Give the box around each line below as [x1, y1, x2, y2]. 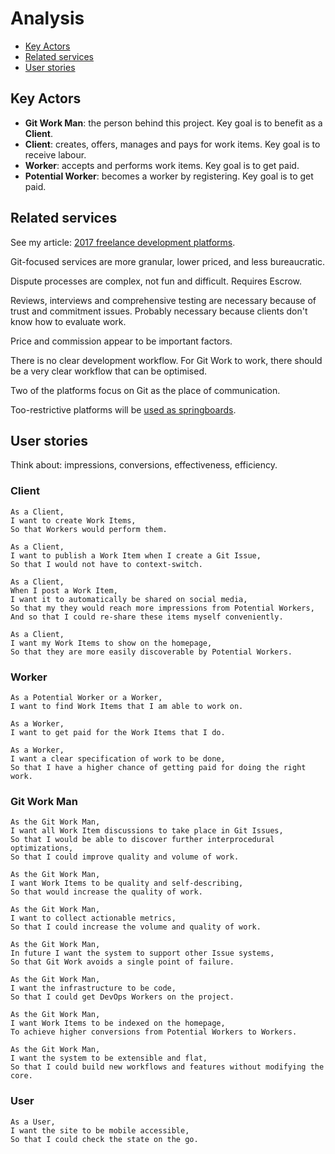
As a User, [10, 1117, 56, 1127]
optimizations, [10, 843, 74, 854]
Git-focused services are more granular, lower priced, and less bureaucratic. [10, 255, 326, 267]
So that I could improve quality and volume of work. [10, 852, 240, 862]
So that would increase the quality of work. [10, 887, 203, 897]
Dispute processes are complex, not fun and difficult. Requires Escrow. [10, 275, 303, 287]
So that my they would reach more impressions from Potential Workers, [10, 603, 315, 613]
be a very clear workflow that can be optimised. [10, 365, 208, 377]
